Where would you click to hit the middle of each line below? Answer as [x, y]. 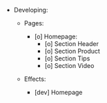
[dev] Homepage [58, 92]
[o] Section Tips [67, 58]
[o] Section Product [72, 51]
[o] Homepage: [56, 36]
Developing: [31, 10]
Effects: [35, 79]
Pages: [34, 23]
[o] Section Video [69, 66]
